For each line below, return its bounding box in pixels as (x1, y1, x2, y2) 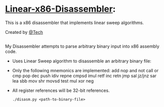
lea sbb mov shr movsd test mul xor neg (12, 78, 94, 84)
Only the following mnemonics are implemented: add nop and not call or (12, 68, 159, 74)
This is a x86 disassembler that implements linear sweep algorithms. (5, 20, 144, 26)
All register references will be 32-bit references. (12, 87, 110, 94)
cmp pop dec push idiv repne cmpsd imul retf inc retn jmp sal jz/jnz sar (12, 73, 157, 79)
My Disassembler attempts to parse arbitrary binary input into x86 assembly (5, 43, 160, 50)
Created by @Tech (5, 29, 43, 35)
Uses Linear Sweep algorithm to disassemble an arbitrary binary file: (12, 58, 152, 64)
